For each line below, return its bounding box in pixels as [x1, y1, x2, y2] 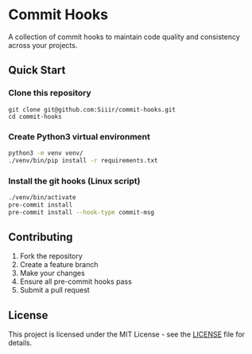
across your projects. [8, 40, 78, 49]
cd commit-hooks [8, 112, 62, 120]
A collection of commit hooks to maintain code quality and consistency [8, 32, 240, 41]
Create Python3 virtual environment [8, 131, 151, 142]
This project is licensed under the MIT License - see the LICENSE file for [8, 329, 245, 340]
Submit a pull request [19, 285, 90, 295]
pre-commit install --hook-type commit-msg [8, 208, 155, 216]
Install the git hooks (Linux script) [8, 175, 141, 187]
